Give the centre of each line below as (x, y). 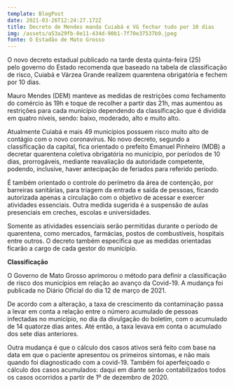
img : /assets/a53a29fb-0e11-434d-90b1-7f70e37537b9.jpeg (92, 33)
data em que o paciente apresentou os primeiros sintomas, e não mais (109, 355)
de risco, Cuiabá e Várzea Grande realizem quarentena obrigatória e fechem (117, 75)
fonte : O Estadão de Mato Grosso (56, 40)
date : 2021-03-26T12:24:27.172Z (54, 20)
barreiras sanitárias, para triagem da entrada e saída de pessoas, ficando (113, 190)
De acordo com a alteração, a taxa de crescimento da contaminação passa (116, 304)
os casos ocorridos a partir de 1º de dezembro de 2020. (88, 377)
